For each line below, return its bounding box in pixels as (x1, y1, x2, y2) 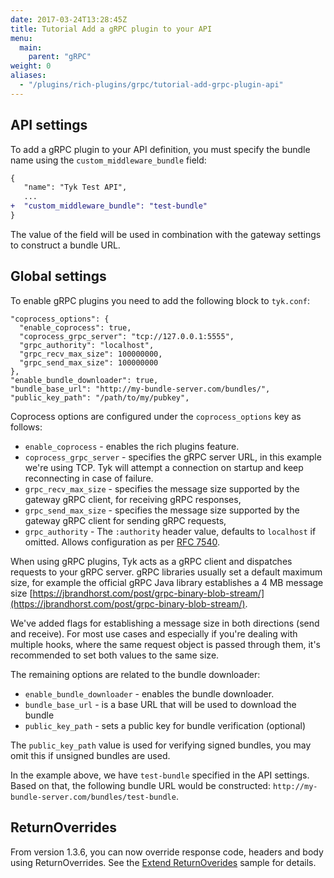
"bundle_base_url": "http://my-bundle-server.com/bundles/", (10, 384, 271, 394)
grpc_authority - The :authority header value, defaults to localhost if (24, 525, 317, 537)
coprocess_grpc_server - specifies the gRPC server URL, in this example (24, 451, 322, 463)
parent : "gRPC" (28, 52, 92, 62)
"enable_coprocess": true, (19, 322, 132, 333)
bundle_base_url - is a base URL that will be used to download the (24, 698, 297, 710)
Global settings (10, 268, 107, 285)
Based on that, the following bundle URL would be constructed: (10, 779, 271, 791)
